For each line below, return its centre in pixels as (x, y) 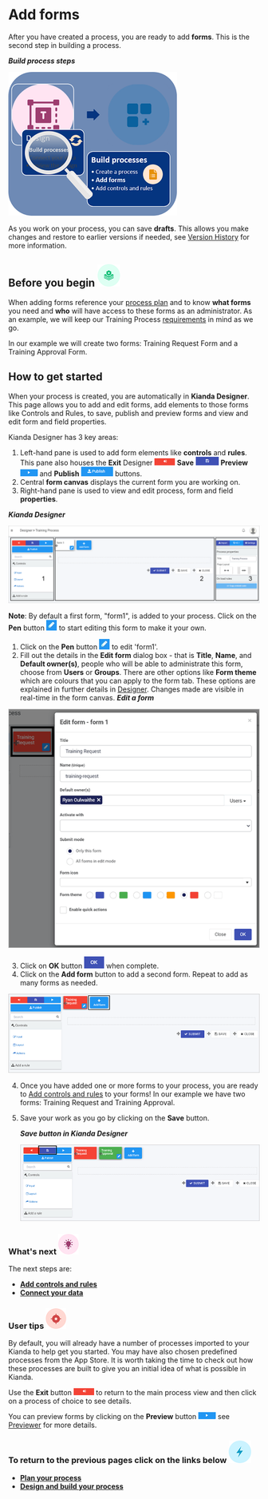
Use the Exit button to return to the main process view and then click (132, 1393)
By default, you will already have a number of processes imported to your (129, 1343)
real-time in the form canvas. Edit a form (87, 698)
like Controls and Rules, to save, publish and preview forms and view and (128, 413)
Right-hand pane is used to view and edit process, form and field (126, 490)
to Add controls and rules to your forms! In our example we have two (132, 1094)
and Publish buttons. (91, 474)
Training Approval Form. (48, 351)
